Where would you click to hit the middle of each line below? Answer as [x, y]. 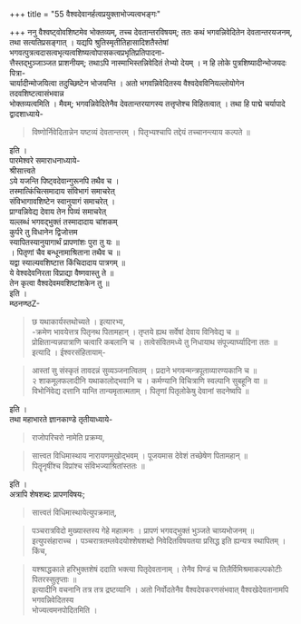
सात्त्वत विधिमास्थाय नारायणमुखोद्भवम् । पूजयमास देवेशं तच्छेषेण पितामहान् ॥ [139, 456]
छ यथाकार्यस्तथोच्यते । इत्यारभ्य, [78, 322]
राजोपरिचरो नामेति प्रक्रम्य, [68, 437]
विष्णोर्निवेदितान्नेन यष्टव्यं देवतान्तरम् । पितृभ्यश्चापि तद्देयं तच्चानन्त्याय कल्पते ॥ [141, 132]
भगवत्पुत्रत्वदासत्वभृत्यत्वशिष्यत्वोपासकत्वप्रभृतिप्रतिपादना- [87, 53]
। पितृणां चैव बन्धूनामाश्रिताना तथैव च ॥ [65, 253]
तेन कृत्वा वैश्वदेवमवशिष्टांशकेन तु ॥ [60, 283]
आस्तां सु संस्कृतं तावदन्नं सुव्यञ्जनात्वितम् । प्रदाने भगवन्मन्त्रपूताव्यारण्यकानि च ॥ [144, 371]
